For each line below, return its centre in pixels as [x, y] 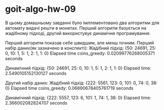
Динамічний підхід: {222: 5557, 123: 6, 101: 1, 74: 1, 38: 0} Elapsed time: [78, 98]
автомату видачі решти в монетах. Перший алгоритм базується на [76, 28]
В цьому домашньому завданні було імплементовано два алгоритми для [82, 23]
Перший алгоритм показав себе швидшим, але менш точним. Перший [80, 42]
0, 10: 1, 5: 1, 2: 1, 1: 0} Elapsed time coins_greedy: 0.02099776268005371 [80, 53]
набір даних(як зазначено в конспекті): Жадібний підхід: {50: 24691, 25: [81, 48]
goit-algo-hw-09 [41, 9]
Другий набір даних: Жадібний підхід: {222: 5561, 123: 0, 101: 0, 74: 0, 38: [82, 83]
